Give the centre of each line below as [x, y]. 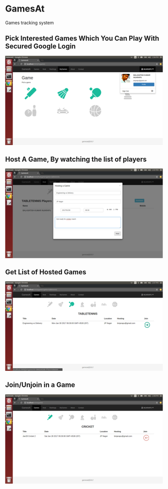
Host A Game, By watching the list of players [76, 159]
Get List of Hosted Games [46, 272]
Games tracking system [29, 23]
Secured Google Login [40, 46]
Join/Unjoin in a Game [40, 385]
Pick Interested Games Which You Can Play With [82, 38]
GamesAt [25, 9]
